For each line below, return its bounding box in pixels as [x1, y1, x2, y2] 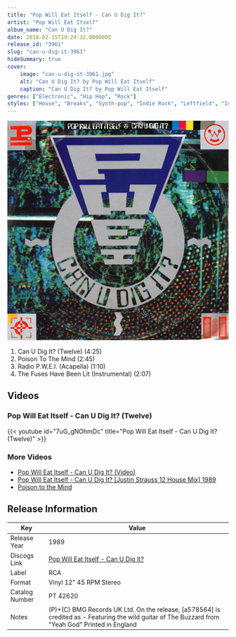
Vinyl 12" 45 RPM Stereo [48, 578, 122, 586]
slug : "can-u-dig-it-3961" [7, 48, 86, 55]
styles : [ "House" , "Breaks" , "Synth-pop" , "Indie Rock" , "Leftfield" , [7, 100, 218, 107]
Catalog [10, 588, 33, 596]
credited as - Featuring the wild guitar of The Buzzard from [48, 612, 220, 621]
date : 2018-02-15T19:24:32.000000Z [7, 34, 112, 41]
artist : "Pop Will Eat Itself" [7, 18, 99, 26]
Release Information [7, 503, 98, 515]
